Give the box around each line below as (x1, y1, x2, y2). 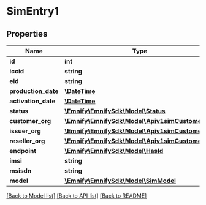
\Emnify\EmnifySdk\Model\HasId (64, 147, 164, 155)
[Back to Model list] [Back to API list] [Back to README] (6, 192, 147, 199)
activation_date (9, 97, 56, 105)
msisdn (9, 166, 32, 175)
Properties (6, 29, 48, 39)
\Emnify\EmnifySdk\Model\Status (64, 107, 166, 115)
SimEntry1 (6, 4, 59, 18)
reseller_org (9, 136, 45, 145)
